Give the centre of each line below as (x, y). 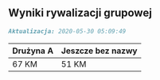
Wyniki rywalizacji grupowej (80, 13)
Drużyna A (33, 51)
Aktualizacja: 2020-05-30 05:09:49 (67, 31)
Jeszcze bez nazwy (99, 51)
